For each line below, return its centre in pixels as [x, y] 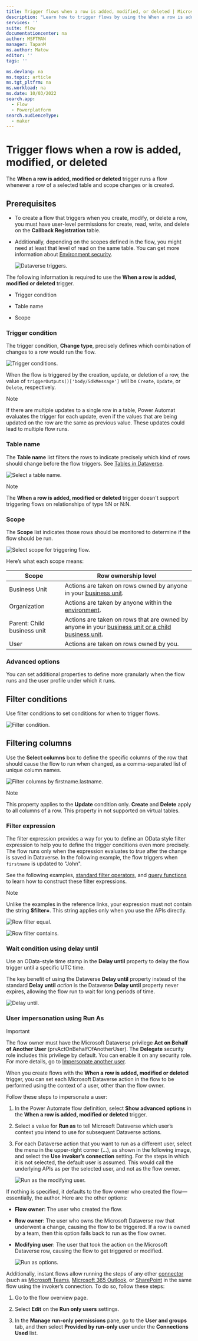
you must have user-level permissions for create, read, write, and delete [102, 224]
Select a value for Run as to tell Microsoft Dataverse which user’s [94, 1126]
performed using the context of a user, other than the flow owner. [85, 1085]
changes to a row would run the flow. [51, 352]
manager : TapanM [26, 45]
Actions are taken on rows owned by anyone [126, 585]
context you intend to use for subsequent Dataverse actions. [88, 1132]
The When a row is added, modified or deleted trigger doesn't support [93, 497]
